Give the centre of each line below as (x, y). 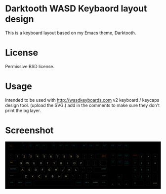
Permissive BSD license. (30, 66)
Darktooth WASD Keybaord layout (76, 9)
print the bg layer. (23, 110)
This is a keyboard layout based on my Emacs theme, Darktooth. (71, 33)
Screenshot (29, 130)
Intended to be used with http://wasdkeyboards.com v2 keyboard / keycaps (82, 100)
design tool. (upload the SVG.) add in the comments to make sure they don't (83, 105)
